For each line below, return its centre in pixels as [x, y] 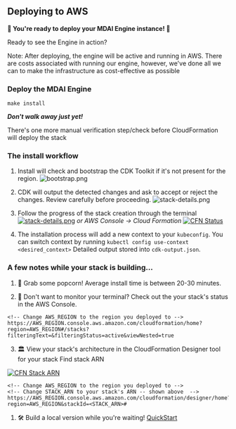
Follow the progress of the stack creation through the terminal [107, 213]
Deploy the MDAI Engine [50, 89]
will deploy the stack [37, 138]
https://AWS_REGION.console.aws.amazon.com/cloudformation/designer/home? [119, 398]
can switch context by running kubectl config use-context [103, 242]
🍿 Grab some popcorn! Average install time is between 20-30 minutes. [119, 283]
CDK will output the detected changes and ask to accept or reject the [117, 192]
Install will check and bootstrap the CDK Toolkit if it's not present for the [122, 171]
